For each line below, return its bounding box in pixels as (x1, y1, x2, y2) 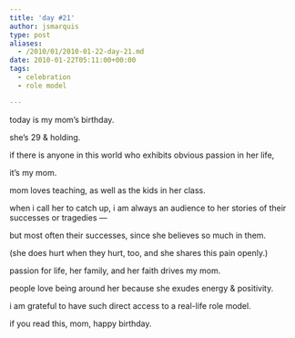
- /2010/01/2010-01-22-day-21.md (17, 47, 145, 56)
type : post (9, 30, 51, 39)
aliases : (9, 38, 43, 48)
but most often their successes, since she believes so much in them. (9, 230, 267, 241)
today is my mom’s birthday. (9, 114, 115, 125)
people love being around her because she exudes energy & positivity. (9, 282, 274, 293)
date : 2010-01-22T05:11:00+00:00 (9, 56, 137, 65)
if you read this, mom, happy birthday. (9, 318, 152, 329)
